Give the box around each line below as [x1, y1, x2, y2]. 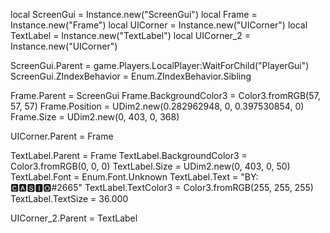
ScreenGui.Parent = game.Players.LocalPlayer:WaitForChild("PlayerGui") [10, 60, 310, 71]
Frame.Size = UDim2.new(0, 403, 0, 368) [10, 111, 180, 123]
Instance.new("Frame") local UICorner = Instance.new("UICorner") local [10, 19, 308, 31]
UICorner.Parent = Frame [10, 130, 114, 142]
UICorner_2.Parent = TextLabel [10, 212, 138, 224]
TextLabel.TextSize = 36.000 [10, 193, 129, 204]
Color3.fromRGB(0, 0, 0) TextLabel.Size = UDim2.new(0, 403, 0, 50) [10, 160, 291, 172]
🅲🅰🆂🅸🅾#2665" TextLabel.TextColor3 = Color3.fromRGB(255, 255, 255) [10, 182, 314, 193]
